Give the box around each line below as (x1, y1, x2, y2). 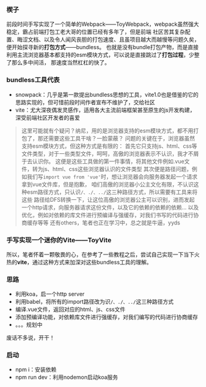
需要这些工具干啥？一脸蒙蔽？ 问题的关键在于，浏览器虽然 (48, 134, 195, 142)
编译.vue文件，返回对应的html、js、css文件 (15, 305, 126, 313)
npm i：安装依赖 (15, 366, 57, 374)
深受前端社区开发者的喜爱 (15, 113, 80, 121)
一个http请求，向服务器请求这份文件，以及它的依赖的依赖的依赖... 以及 (21, 204, 199, 211)
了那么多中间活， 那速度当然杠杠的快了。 (6, 59, 110, 66)
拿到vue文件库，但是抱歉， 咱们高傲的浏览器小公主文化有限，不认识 (21, 180, 194, 188)
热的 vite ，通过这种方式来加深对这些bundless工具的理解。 (6, 258, 152, 266)
